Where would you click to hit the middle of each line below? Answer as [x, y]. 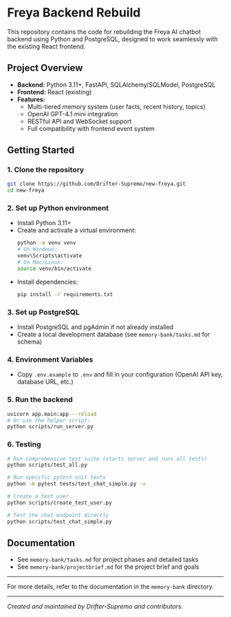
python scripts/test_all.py [47, 465]
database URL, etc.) [45, 382]
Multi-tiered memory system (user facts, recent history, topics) [117, 106]
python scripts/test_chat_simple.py [59, 521]
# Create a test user [38, 496]
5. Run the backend [40, 399]
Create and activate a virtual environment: [76, 230]
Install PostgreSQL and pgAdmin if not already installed [95, 327]
